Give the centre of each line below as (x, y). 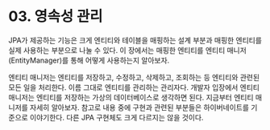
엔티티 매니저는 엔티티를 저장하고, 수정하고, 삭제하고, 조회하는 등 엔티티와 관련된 (134, 77)
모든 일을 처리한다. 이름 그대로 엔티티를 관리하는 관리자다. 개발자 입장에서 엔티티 (134, 87)
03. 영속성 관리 (56, 16)
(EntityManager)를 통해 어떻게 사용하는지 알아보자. (89, 60)
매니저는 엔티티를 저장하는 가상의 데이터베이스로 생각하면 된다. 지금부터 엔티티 (131, 97)
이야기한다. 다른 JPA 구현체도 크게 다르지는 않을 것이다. (116, 117)
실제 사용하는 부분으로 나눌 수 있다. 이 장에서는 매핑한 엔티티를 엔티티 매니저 (128, 50)
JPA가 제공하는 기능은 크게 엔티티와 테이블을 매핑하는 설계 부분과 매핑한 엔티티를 (135, 40)
